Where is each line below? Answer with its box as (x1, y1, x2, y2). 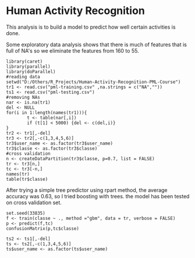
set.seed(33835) (6, 210, 45, 216)
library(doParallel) (6, 68, 56, 74)
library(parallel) (6, 63, 51, 70)
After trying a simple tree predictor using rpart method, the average (6, 186, 168, 194)
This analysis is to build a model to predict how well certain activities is (6, 23, 176, 30)
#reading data (6, 74, 41, 80)
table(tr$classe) (6, 176, 48, 182)
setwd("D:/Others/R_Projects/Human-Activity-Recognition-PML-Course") (6, 79, 181, 85)
